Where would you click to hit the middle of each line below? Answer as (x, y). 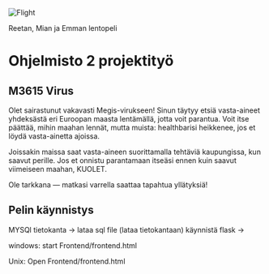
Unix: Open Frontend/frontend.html (67, 261)
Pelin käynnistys (51, 210)
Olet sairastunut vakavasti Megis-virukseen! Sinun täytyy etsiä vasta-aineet (134, 110)
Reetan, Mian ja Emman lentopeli (63, 28)
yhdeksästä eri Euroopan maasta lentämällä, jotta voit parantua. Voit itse (129, 119)
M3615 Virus (41, 90)
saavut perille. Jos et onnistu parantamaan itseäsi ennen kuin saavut (122, 161)
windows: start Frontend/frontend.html (73, 245)
